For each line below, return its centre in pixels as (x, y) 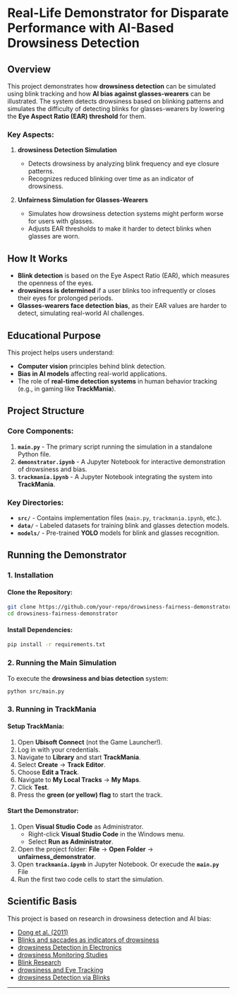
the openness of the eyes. (55, 283)
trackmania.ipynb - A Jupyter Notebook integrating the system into (115, 476)
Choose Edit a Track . (48, 772)
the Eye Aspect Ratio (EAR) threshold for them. (77, 116)
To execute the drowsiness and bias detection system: (88, 678)
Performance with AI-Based (91, 28)
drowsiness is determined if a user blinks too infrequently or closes (117, 291)
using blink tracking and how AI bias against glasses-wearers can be (109, 94)
